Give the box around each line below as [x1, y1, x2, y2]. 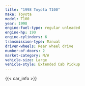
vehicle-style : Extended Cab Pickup [5, 62, 80, 67]
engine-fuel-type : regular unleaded [5, 26, 80, 30]
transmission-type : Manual [5, 39, 60, 44]
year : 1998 [5, 21, 28, 26]
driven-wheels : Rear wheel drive [5, 44, 74, 49]
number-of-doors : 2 [5, 48, 45, 53]
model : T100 [5, 16, 29, 21]
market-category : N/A [5, 53, 50, 58]
